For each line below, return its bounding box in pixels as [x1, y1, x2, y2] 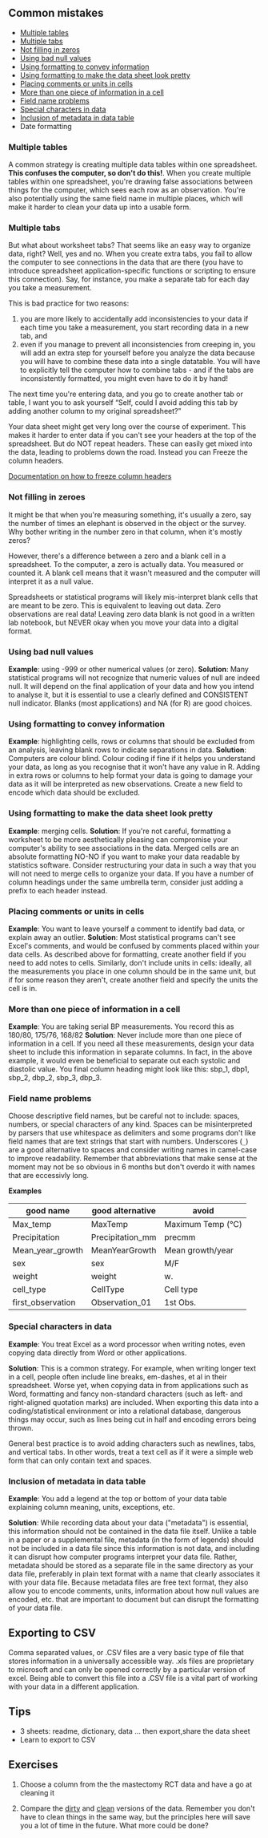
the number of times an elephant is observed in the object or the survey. [8, 518, 246, 528]
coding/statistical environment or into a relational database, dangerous [8, 1406, 242, 1415]
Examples [8, 1186, 42, 1196]
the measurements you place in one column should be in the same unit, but [8, 966, 256, 976]
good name [26, 1205, 70, 1217]
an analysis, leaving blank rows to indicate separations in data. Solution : [8, 745, 246, 755]
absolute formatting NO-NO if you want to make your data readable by [8, 852, 240, 861]
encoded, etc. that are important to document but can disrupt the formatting [8, 1595, 259, 1605]
